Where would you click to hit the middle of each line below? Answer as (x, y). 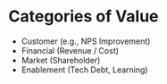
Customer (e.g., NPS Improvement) (86, 41)
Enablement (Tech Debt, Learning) (84, 70)
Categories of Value (83, 17)
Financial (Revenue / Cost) (70, 50)
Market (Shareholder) (61, 60)
